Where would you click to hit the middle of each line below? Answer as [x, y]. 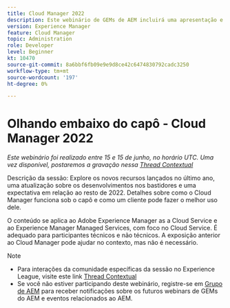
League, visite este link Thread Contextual [77, 276]
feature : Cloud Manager [41, 33]
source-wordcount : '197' [43, 77]
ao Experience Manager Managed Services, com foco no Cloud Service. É [113, 228]
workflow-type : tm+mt [38, 71]
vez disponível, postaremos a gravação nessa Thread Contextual [100, 165]
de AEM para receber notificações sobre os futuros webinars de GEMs [117, 291]
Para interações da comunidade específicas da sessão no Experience [116, 269]
